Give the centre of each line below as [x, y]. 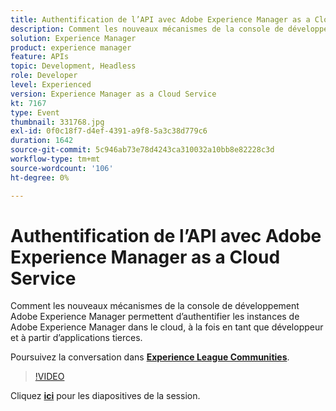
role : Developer [44, 76]
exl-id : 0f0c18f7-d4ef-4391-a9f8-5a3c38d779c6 [109, 131]
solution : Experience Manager [73, 38]
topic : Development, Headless [73, 66]
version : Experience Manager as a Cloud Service [113, 94]
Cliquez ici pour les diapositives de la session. [105, 396]
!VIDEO [49, 377]
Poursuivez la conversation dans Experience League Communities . [150, 357]
